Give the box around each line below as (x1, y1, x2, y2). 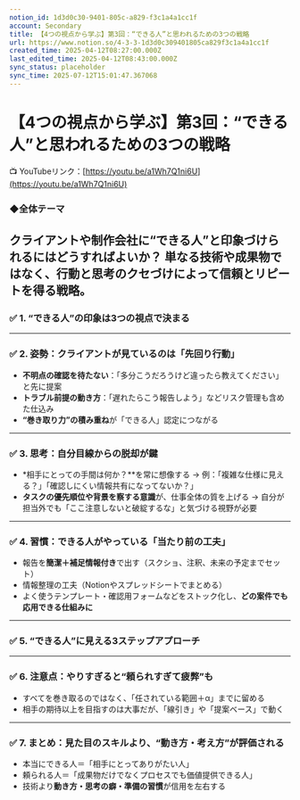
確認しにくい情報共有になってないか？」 (49, 480, 198, 491)
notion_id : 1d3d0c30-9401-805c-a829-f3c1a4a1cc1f (9, 12, 198, 22)
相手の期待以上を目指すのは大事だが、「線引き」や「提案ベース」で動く (21, 704, 284, 714)
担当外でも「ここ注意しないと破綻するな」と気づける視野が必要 (21, 502, 257, 513)
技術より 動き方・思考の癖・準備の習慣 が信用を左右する (21, 781, 226, 792)
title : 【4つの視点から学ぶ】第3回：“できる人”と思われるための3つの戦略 (9, 29, 250, 38)
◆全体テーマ (9, 202, 65, 215)
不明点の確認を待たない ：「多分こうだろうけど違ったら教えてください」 (21, 369, 284, 380)
